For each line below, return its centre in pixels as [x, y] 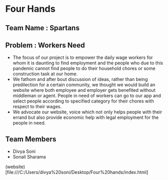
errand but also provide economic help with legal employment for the [86, 117]
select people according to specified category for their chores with [83, 101]
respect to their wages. [37, 107]
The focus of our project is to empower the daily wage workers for [83, 57]
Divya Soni [24, 151]
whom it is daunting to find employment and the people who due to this [88, 63]
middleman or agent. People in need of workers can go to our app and [87, 96]
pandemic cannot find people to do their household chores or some [84, 68]
